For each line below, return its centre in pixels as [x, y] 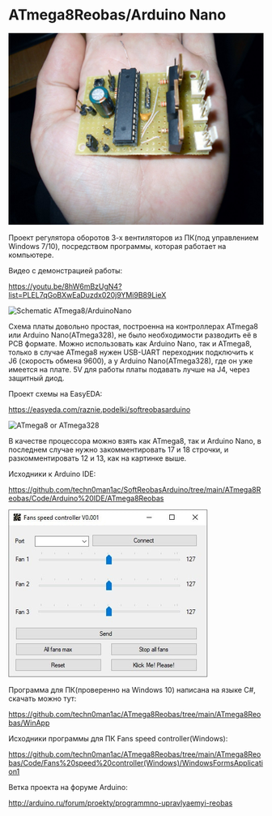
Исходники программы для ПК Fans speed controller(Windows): [118, 738]
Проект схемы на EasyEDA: [55, 393]
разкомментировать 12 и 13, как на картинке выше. [98, 458]
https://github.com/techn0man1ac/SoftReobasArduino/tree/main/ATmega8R [135, 489]
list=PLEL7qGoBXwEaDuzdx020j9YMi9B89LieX [87, 294]
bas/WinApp [29, 723]
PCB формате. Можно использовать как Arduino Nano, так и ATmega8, [130, 343]
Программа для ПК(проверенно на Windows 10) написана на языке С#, [132, 689]
